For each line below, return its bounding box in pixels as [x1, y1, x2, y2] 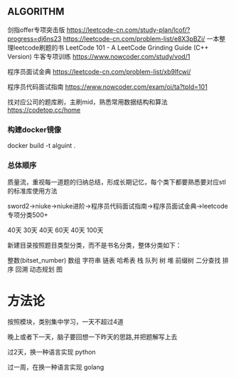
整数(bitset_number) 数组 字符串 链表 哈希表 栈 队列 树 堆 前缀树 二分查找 [7, 256, 221, 265]
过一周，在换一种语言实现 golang [7, 363, 104, 372]
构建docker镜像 [7, 125, 62, 135]
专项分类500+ [7, 211, 48, 219]
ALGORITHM [7, 6, 65, 18]
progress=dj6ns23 [7, 34, 62, 43]
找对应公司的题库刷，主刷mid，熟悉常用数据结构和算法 [7, 98, 168, 106]
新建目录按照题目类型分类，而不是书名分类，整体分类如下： [7, 241, 182, 250]
